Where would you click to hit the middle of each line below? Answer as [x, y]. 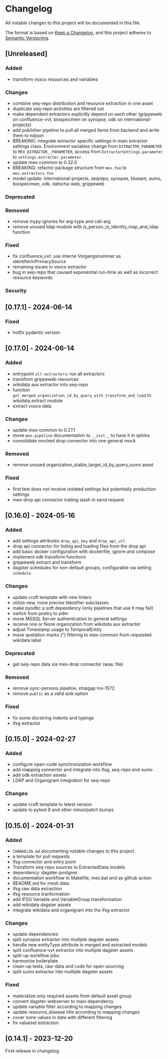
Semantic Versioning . [27, 38]
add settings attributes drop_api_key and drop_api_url [69, 541]
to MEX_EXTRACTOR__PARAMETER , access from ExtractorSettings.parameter [88, 152]
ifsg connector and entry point [44, 862]
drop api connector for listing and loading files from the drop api [79, 546]
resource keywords [33, 278]
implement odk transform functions [49, 557]
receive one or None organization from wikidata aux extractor [76, 624]
